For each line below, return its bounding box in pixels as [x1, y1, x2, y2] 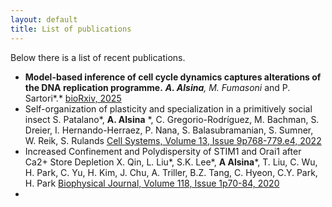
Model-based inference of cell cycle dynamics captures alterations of [24, 71, 322, 83]
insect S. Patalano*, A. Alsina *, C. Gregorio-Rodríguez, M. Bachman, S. [24, 113, 320, 125]
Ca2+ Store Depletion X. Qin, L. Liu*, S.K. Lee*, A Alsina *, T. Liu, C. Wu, [24, 156, 318, 168]
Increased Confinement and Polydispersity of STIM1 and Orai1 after [24, 145, 302, 157]
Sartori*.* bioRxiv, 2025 [24, 92, 122, 104]
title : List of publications [10, 24, 132, 34]
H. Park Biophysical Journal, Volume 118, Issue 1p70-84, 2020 [24, 177, 280, 189]
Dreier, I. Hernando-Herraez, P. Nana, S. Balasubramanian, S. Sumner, [24, 124, 314, 136]
